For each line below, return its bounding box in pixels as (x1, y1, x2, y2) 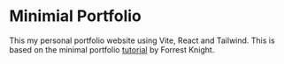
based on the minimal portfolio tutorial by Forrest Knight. (9, 44, 215, 54)
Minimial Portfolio (9, 6, 142, 26)
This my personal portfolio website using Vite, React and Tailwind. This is (9, 35, 276, 46)
